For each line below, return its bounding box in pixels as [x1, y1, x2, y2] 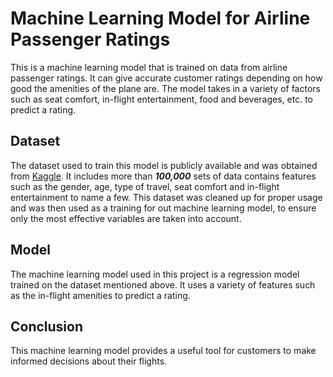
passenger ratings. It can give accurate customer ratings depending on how [10, 72, 323, 84]
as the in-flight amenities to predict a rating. [10, 289, 191, 301]
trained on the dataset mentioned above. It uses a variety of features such [10, 278, 316, 291]
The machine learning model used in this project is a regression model [10, 268, 300, 280]
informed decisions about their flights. [10, 355, 168, 367]
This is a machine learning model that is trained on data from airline [10, 61, 288, 73]
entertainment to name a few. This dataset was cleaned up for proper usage [10, 191, 323, 203]
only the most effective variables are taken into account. [10, 212, 242, 224]
